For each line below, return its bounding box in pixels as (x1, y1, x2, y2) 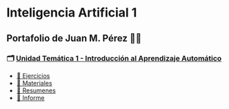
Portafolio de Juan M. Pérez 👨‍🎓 (6, 32, 142, 44)
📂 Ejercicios (16, 71, 50, 80)
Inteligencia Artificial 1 (6, 5, 137, 21)
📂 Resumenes (16, 86, 56, 95)
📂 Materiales (16, 79, 52, 87)
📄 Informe (16, 93, 46, 101)
